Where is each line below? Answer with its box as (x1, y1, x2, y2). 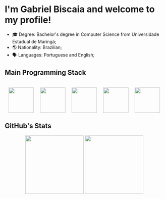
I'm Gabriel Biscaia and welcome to (5, 4, 155, 15)
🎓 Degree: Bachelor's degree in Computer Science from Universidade (12, 31, 159, 37)
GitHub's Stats (5, 122, 51, 130)
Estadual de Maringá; (12, 38, 57, 44)
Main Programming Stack (5, 68, 86, 77)
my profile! (5, 14, 51, 26)
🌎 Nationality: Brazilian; (12, 44, 62, 50)
